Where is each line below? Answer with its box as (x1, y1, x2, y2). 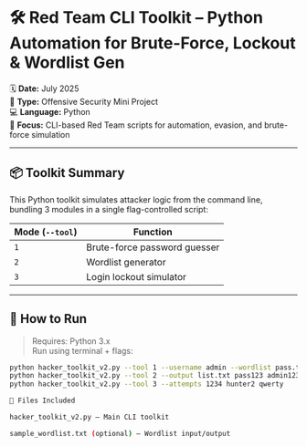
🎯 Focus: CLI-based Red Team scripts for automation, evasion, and (9, 120, 262, 130)
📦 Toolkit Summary (9, 165, 125, 181)
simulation (31, 129, 70, 140)
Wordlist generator (86, 255, 166, 268)
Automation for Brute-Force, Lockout (9, 33, 296, 54)
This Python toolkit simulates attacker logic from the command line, (9, 193, 263, 205)
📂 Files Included (9, 396, 76, 406)
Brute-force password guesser (86, 241, 220, 254)
